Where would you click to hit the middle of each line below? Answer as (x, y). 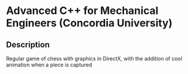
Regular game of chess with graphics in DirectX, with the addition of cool (94, 59)
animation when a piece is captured (49, 65)
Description (28, 45)
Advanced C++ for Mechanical (82, 11)
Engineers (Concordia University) (89, 23)
